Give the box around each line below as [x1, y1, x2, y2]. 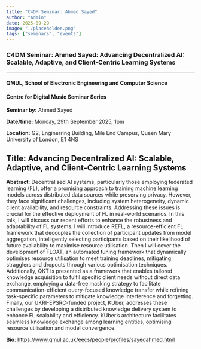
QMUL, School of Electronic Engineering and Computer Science [6, 79, 167, 87]
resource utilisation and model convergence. [6, 324, 117, 332]
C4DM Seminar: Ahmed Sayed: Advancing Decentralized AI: [6, 51, 185, 59]
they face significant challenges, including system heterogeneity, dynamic [6, 198, 190, 205]
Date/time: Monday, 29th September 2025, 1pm [6, 118, 124, 125]
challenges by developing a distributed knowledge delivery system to [6, 305, 178, 313]
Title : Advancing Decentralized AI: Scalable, [6, 153, 175, 163]
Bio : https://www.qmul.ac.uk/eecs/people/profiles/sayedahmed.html [6, 336, 175, 344]
